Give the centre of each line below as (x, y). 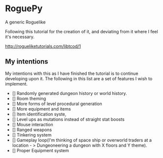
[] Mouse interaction (33, 124)
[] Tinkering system (32, 135)
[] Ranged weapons (32, 130)
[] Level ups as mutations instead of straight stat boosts (68, 119)
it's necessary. (20, 37)
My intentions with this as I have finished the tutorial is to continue (72, 73)
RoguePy (24, 9)
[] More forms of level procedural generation (57, 104)
